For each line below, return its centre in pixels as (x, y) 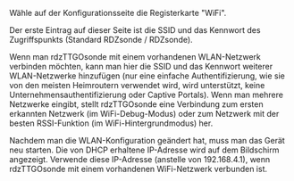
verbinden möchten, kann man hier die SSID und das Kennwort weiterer (141, 66)
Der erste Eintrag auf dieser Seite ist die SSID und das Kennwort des (135, 30)
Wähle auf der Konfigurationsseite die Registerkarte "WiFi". (118, 13)
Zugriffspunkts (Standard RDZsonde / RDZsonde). (101, 40)
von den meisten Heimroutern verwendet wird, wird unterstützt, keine (137, 85)
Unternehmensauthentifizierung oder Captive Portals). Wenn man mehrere (147, 95)
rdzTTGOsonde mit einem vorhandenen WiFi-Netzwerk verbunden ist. (139, 169)
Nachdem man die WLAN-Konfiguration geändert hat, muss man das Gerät (147, 140)
